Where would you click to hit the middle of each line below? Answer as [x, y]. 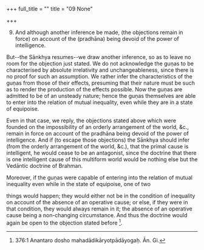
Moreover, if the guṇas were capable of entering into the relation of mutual [100, 178]
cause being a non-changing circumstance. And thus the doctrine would [97, 215]
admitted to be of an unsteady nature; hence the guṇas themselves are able [101, 96]
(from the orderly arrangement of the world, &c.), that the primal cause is [97, 146]
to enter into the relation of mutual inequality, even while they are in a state [100, 102]
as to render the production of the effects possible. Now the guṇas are [94, 89]
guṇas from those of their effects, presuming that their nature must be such [101, 83]
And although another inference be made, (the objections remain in [99, 32]
